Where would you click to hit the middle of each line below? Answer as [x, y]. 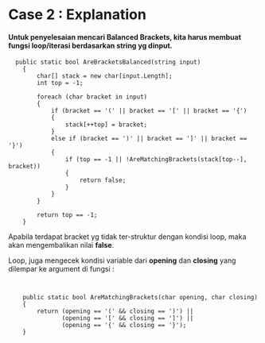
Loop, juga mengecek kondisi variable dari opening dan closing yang [122, 260]
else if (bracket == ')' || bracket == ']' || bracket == [149, 139]
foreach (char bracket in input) [92, 97]
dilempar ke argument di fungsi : [61, 269]
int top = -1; [60, 83]
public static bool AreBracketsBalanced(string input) [108, 62]
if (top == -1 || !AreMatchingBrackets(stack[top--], [156, 160]
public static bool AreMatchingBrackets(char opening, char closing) [140, 298]
